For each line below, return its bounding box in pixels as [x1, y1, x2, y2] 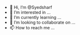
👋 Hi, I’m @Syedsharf [9, 5, 52, 10]
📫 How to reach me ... [9, 25, 55, 30]
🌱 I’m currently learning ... [9, 15, 62, 20]
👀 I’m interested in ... [9, 9, 51, 15]
